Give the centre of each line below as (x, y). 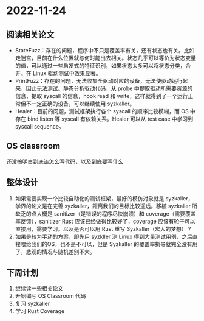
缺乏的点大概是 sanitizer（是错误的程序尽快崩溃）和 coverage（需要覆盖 (105, 213)
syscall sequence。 (40, 126)
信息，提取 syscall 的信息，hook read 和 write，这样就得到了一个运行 (101, 96)
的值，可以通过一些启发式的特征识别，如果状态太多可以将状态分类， (100, 65)
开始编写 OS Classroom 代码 (50, 296)
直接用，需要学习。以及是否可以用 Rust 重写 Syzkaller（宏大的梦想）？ (104, 228)
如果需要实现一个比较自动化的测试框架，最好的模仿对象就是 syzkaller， (104, 198)
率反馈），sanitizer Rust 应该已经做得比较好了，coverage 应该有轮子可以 (105, 221)
